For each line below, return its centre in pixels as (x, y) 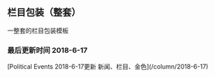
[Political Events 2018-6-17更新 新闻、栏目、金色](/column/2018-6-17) (108, 67)
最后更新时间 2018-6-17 (47, 50)
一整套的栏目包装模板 (38, 31)
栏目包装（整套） (44, 12)
